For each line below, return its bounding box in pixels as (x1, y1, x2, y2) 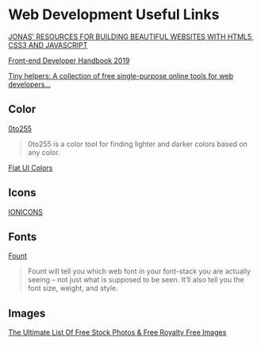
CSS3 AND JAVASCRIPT (8, 40, 88, 49)
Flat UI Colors (8, 163, 53, 172)
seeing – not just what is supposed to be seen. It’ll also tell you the (27, 275, 244, 285)
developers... (8, 79, 52, 89)
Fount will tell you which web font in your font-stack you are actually (27, 266, 251, 276)
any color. (27, 147, 61, 157)
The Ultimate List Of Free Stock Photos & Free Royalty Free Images (8, 328, 227, 337)
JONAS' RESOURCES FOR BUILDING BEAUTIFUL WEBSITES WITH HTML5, (8, 32, 254, 41)
